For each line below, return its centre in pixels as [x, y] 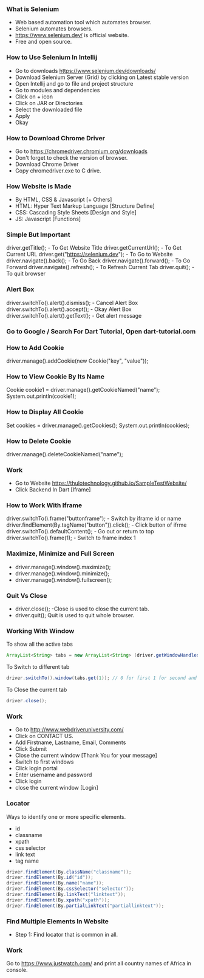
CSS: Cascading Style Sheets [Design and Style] [76, 213]
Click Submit [31, 749]
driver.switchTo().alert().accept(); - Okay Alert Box [69, 309]
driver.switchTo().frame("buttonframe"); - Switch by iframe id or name [94, 519]
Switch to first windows [44, 762]
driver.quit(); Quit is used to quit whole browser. [75, 615]
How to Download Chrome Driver [56, 138]
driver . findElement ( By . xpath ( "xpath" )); [58, 900]
